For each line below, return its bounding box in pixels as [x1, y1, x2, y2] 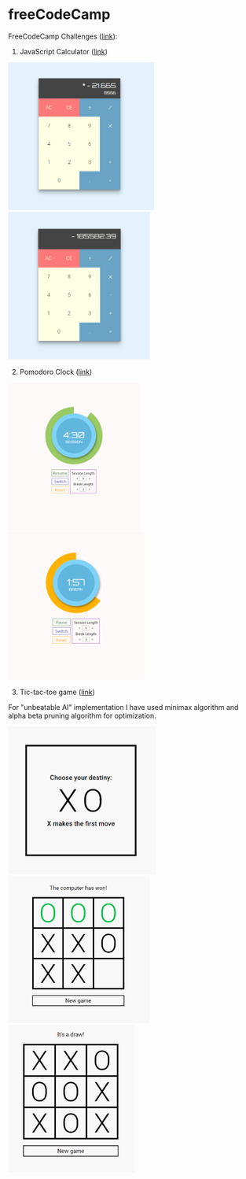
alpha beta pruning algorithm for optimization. [8, 711, 156, 720]
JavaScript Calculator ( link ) [19, 46, 108, 56]
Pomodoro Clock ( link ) [19, 367, 93, 376]
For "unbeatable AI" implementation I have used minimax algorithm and [8, 702, 239, 711]
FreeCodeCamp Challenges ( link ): [8, 31, 118, 41]
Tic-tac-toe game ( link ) [19, 687, 96, 697]
